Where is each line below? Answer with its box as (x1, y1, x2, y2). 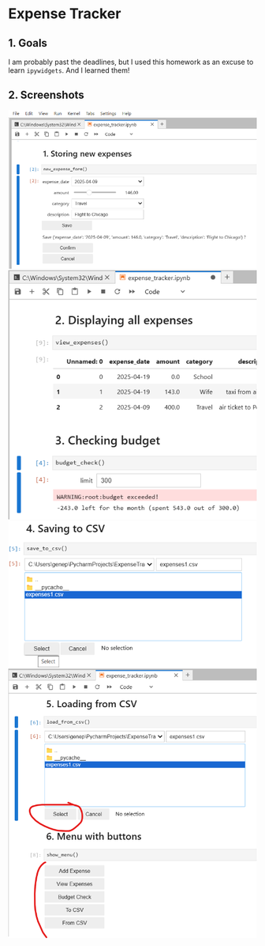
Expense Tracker (8, 5, 121, 23)
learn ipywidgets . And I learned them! (8, 66, 130, 75)
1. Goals (8, 36, 47, 50)
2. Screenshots (8, 89, 84, 102)
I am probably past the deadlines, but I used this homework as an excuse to (8, 57, 254, 66)
